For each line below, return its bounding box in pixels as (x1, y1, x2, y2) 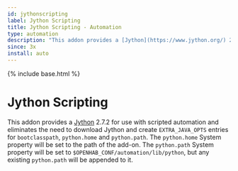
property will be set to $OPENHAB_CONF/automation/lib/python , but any (7, 148, 210, 156)
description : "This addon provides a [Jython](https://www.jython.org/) (7, 37, 227, 44)
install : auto (7, 50, 50, 57)
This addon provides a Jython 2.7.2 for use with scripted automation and (7, 118, 220, 126)
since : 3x (7, 43, 37, 50)
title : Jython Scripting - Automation (7, 23, 122, 31)
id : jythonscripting (7, 10, 69, 18)
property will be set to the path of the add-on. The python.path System (7, 140, 215, 149)
